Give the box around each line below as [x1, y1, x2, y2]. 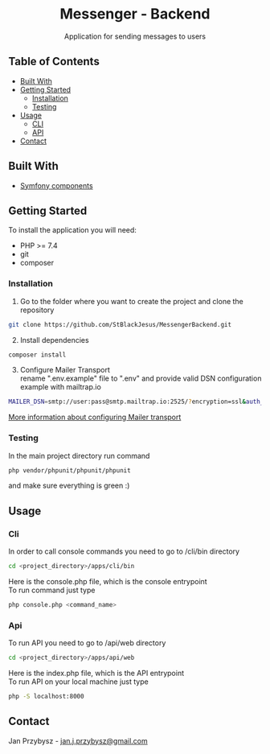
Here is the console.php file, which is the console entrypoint [8, 577, 207, 587]
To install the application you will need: [8, 225, 137, 235]
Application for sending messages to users [63, 31, 207, 41]
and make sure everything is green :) [8, 480, 130, 491]
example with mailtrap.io [19, 382, 102, 392]
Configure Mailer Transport [19, 365, 110, 375]
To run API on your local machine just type [8, 677, 149, 686]
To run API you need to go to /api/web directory [8, 638, 166, 648]
